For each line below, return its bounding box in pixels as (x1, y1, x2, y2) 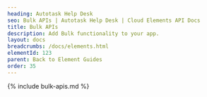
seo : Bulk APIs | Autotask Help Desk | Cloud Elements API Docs (7, 17, 201, 24)
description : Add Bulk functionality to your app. (7, 30, 160, 37)
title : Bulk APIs (7, 23, 59, 30)
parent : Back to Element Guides (7, 56, 102, 63)
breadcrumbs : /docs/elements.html (7, 43, 110, 50)
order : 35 (7, 63, 37, 70)
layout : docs (7, 37, 46, 44)
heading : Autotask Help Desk (7, 10, 93, 18)
